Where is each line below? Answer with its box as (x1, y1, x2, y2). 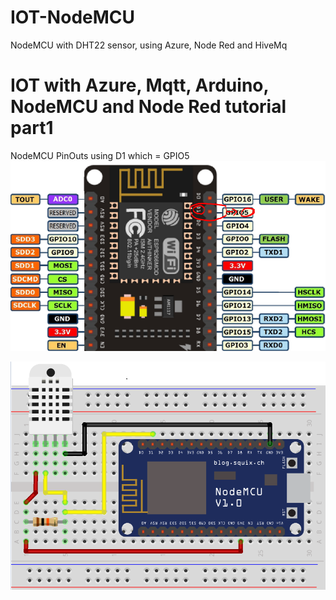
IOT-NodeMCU (10, 6, 136, 29)
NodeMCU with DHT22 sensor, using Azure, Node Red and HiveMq (10, 39, 288, 51)
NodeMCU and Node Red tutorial (10, 96, 287, 118)
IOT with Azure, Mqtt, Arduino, (10, 74, 269, 97)
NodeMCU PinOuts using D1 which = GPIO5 (10, 149, 190, 161)
